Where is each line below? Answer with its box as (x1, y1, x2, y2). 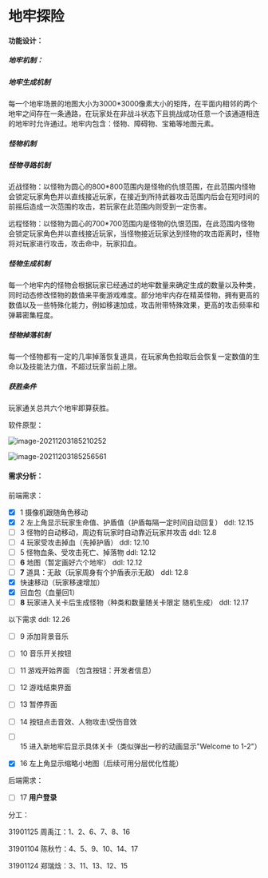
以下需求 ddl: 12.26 (8, 615, 70, 625)
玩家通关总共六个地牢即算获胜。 (8, 403, 113, 413)
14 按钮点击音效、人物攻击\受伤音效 (19, 716, 137, 726)
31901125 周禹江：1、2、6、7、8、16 (8, 827, 130, 836)
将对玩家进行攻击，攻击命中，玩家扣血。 (8, 239, 141, 249)
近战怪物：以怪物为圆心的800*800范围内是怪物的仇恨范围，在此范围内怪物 (8, 182, 256, 192)
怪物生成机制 (8, 259, 50, 269)
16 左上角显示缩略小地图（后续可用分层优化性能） (19, 759, 183, 768)
